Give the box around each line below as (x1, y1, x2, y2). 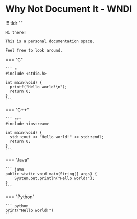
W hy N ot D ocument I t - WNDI (5, 3, 132, 15)
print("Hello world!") (5, 208, 54, 213)
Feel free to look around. (5, 47, 63, 53)
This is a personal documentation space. (5, 39, 95, 44)
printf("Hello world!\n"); (10, 84, 67, 89)
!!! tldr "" (5, 20, 23, 26)
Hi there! (5, 30, 27, 35)
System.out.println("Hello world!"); (14, 176, 95, 181)
